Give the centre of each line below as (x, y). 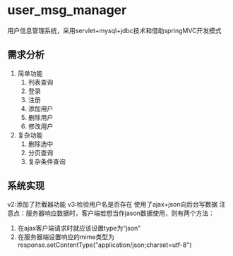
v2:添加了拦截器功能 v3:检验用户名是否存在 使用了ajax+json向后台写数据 (113, 204)
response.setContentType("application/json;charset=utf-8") (104, 245)
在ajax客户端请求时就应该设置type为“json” (79, 228)
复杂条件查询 (47, 161)
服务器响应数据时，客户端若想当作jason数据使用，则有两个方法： (120, 213)
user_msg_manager (67, 10)
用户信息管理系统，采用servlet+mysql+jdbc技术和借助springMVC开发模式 (114, 30)
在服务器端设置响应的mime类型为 (66, 237)
